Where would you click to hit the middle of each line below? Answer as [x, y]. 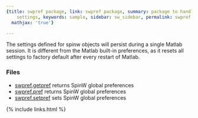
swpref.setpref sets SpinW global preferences [70, 97]
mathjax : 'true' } [33, 22]
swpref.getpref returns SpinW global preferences [74, 85]
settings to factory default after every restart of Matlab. [73, 57]
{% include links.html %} [36, 109]
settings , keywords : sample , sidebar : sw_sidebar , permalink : [95, 17]
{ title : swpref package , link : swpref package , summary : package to [92, 12]
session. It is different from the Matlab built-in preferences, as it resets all [95, 51]
